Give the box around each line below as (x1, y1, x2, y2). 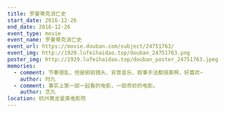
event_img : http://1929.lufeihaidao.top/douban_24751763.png (7, 50, 191, 57)
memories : (7, 62, 37, 69)
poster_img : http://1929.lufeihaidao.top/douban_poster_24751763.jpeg (7, 56, 219, 63)
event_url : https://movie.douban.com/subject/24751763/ (7, 43, 174, 50)
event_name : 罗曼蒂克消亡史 (7, 36, 82, 44)
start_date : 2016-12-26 (7, 17, 77, 24)
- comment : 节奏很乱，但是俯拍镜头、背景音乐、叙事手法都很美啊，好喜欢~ (13, 69, 204, 76)
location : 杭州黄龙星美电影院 (7, 95, 86, 102)
